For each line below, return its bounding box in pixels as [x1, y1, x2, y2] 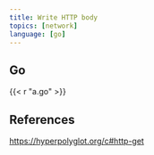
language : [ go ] [9, 29, 66, 38]
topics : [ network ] [9, 21, 78, 30]
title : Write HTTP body [9, 12, 98, 22]
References [9, 112, 75, 127]
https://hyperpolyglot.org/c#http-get [9, 135, 145, 146]
